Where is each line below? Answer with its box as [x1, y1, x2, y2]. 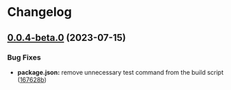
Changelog [7, 4, 72, 20]
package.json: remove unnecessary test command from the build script [17, 68, 224, 76]
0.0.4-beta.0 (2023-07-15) [7, 32, 126, 44]
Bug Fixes [7, 53, 42, 62]
